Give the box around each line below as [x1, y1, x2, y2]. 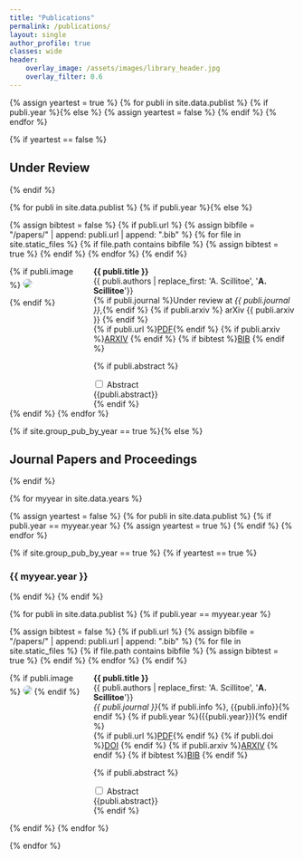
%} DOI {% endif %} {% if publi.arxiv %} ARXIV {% [93, 739, 279, 750]
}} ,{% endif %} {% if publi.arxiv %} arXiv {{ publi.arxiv [93, 304, 295, 315]
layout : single [9, 30, 67, 39]
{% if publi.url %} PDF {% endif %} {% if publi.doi [93, 730, 274, 741]
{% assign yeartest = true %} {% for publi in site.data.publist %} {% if [9, 97, 269, 108]
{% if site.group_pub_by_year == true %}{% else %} [9, 425, 204, 436]
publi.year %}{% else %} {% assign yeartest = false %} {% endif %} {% [9, 106, 278, 118]
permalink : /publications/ [9, 22, 111, 31]
